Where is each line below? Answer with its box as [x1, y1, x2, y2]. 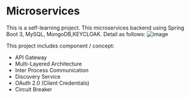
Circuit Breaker [14, 85, 52, 93]
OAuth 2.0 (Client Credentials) [14, 79, 90, 87]
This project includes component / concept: [6, 42, 115, 49]
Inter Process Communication [14, 66, 89, 73]
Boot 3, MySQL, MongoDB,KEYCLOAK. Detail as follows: [6, 30, 146, 37]
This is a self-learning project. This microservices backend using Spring [6, 24, 185, 31]
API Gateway [14, 54, 47, 61]
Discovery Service [14, 73, 61, 80]
